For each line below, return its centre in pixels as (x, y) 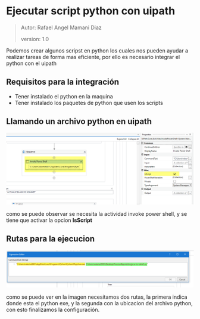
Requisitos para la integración (63, 82)
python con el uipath (32, 63)
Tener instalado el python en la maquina (64, 96)
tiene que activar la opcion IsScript (49, 220)
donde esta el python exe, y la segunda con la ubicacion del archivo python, (100, 303)
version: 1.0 (35, 39)
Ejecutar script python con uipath (91, 11)
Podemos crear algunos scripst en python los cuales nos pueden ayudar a (97, 50)
